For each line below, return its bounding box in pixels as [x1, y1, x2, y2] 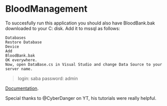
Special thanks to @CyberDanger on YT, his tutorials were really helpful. [5, 95, 156, 101]
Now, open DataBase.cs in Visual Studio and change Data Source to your [5, 62, 162, 67]
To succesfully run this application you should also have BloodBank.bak [5, 20, 155, 26]
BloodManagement [5, 3, 88, 15]
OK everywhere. [5, 57, 38, 63]
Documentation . [5, 85, 39, 91]
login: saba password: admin [17, 75, 78, 82]
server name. [5, 66, 33, 71]
